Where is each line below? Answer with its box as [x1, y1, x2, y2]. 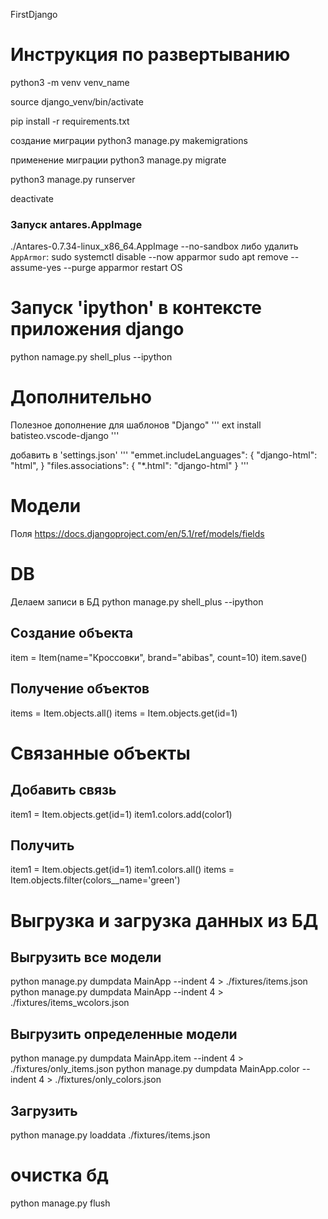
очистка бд [10, 1164, 109, 1187]
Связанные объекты [10, 742, 191, 764]
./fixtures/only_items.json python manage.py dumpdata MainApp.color [10, 1063, 300, 1075]
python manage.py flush [10, 1197, 111, 1209]
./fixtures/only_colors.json [54, 1074, 162, 1086]
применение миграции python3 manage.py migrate [10, 154, 227, 166]
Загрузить [10, 1102, 78, 1119]
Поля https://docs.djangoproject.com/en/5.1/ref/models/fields [10, 528, 265, 540]
